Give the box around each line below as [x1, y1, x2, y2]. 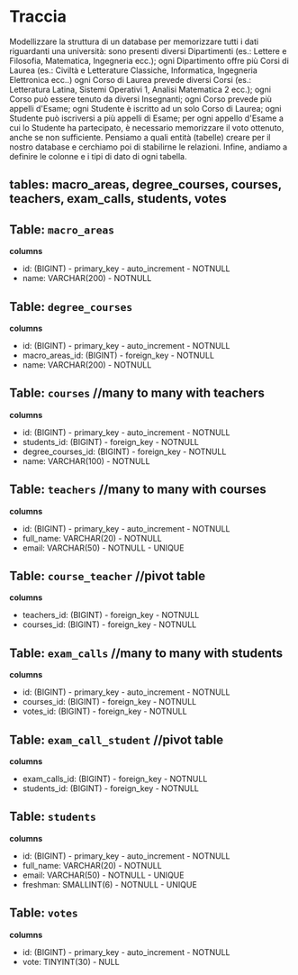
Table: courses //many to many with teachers [9, 386, 266, 401]
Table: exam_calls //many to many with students [9, 645, 284, 661]
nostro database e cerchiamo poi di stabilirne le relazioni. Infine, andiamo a [9, 141, 288, 152]
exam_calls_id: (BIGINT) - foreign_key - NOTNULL [22, 773, 208, 785]
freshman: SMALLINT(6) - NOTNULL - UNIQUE [22, 879, 198, 889]
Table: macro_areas [9, 222, 115, 237]
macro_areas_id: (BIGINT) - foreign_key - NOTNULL [22, 350, 214, 360]
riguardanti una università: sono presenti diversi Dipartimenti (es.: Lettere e [9, 45, 287, 56]
